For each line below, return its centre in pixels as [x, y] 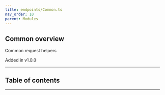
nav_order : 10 [20, 14]
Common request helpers [31, 51]
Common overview [35, 39]
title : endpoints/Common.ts [34, 10]
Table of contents [32, 80]
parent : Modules [22, 19]
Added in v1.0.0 [21, 60]
